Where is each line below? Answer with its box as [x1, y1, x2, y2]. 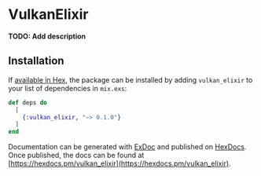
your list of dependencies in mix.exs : [8, 83, 127, 93]
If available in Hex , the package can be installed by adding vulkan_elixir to [8, 75, 253, 84]
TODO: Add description [8, 31, 86, 41]
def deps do [8, 98, 47, 107]
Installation [8, 54, 64, 68]
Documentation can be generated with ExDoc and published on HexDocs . [8, 142, 247, 152]
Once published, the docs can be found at [8, 151, 145, 160]
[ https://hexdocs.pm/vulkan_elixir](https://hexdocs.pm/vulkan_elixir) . [8, 159, 231, 168]
